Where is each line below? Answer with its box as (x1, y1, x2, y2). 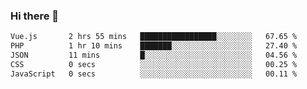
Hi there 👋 (10, 9, 60, 23)
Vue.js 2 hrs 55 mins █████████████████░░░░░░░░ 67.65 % (10, 32, 298, 42)
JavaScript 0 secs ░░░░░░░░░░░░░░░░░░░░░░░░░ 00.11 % (10, 69, 298, 79)
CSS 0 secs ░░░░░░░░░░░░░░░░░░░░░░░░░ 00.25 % (10, 59, 298, 69)
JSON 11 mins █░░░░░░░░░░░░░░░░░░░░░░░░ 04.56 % (10, 50, 298, 61)
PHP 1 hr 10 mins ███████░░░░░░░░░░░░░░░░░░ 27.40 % (10, 41, 298, 51)
